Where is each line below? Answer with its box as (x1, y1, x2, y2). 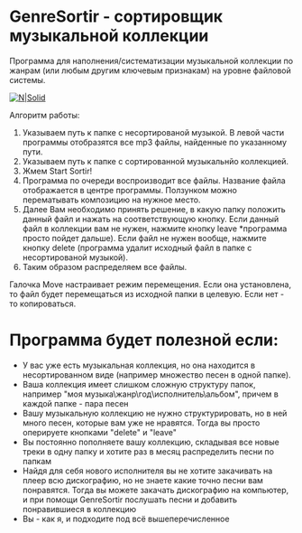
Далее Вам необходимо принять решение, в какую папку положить (22, 203, 286, 214)
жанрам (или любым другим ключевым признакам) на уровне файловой (9, 65, 291, 76)
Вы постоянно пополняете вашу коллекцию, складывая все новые (22, 436, 279, 447)
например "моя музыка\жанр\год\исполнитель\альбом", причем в (22, 388, 279, 399)
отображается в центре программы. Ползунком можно (22, 184, 237, 195)
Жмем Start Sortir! (22, 165, 93, 176)
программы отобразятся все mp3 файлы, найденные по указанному (22, 136, 287, 147)
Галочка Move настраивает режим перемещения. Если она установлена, (9, 278, 291, 290)
